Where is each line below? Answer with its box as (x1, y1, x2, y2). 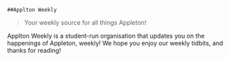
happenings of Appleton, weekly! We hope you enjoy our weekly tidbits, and (7, 39, 223, 47)
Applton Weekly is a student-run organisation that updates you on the (7, 32, 205, 40)
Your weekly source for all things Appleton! (23, 19, 147, 27)
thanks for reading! (7, 47, 61, 54)
